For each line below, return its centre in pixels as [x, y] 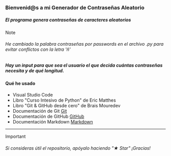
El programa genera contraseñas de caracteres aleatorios [68, 20]
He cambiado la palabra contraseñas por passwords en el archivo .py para [84, 44]
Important [16, 137]
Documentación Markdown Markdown [53, 122]
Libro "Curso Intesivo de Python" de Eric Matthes [64, 100]
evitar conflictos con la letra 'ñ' [38, 49]
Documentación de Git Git [40, 111]
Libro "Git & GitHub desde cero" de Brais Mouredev [66, 106]
